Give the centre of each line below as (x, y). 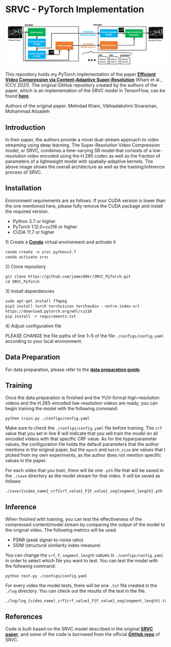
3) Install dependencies (30, 291)
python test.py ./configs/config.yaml (46, 576)
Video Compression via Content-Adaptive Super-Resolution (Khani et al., (84, 80)
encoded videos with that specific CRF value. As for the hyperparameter (81, 439)
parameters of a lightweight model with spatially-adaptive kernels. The (79, 161)
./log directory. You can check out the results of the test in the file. (76, 591)
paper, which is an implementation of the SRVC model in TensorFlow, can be (85, 91)
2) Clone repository (26, 266)
